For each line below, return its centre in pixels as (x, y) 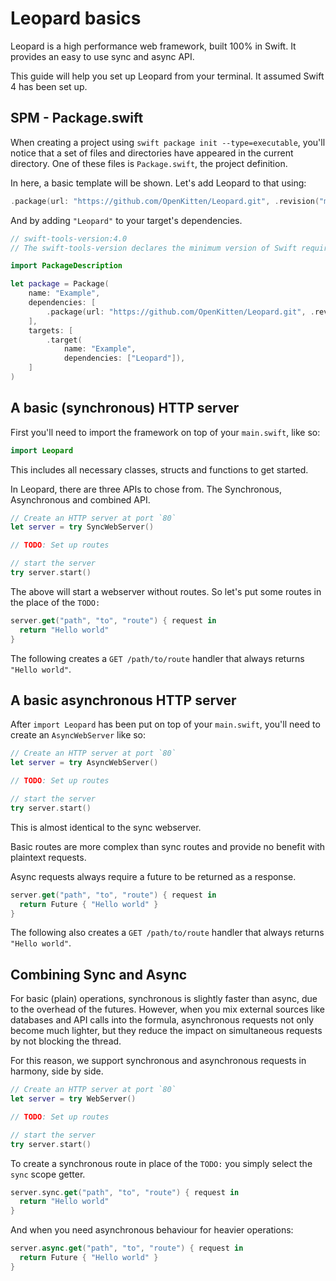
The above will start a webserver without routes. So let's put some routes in (166, 591)
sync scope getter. (48, 1174)
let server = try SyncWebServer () (82, 527)
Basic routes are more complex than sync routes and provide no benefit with (168, 846)
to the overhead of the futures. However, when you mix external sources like (167, 1009)
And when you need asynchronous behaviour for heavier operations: (152, 1230)
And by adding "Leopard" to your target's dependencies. (126, 220)
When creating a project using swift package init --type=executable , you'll (168, 142)
